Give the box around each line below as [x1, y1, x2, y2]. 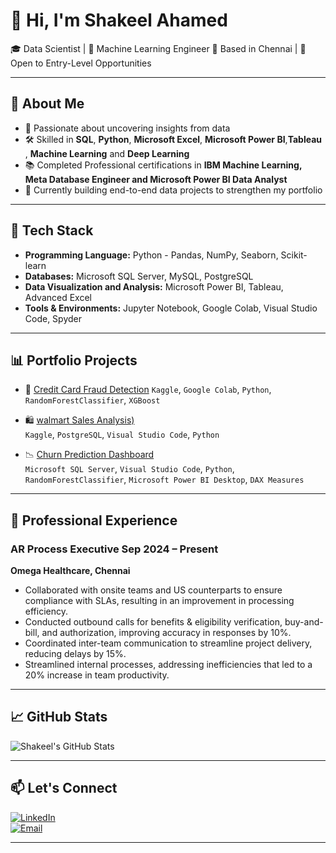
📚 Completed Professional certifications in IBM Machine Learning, [24, 159, 303, 171]
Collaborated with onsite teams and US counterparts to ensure [24, 584, 283, 596]
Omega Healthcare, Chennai [10, 565, 131, 577]
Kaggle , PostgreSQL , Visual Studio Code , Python [24, 429, 220, 441]
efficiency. [24, 605, 68, 618]
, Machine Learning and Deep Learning [24, 147, 190, 159]
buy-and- [284, 616, 324, 628]
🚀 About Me [10, 95, 85, 113]
